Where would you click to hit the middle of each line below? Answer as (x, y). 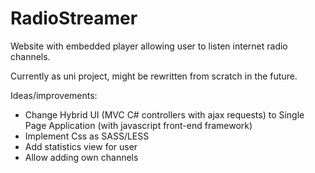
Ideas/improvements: (54, 95)
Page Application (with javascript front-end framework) (138, 125)
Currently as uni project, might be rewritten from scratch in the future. (154, 76)
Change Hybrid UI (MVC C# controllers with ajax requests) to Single (164, 114)
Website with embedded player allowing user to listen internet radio (149, 46)
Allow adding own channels (81, 157)
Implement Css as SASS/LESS (87, 136)
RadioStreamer (74, 18)
